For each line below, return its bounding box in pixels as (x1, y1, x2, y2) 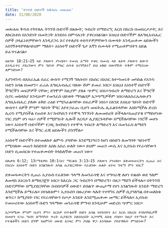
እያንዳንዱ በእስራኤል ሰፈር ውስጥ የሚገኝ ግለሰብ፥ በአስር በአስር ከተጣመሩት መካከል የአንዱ (5, 76, 155, 82)
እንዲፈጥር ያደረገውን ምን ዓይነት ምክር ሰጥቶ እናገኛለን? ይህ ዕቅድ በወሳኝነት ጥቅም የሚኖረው (5, 63, 149, 68)
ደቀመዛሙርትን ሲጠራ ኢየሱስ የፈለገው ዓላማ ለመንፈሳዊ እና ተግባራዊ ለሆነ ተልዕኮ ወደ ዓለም (5, 171, 159, 177)
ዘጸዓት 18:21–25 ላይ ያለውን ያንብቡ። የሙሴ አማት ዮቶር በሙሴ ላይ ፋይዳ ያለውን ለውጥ (5, 58, 149, 63)
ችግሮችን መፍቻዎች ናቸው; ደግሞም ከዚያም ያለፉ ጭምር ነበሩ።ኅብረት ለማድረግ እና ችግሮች (5, 87, 155, 93)
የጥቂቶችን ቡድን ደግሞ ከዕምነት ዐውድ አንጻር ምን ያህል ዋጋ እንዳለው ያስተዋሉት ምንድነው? (5, 218, 146, 223)
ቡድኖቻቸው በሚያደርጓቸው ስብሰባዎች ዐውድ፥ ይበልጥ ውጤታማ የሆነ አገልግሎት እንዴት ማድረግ (5, 183, 163, 189)
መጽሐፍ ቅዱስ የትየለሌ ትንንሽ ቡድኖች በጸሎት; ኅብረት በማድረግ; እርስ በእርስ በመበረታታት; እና (5, 26, 163, 32)
